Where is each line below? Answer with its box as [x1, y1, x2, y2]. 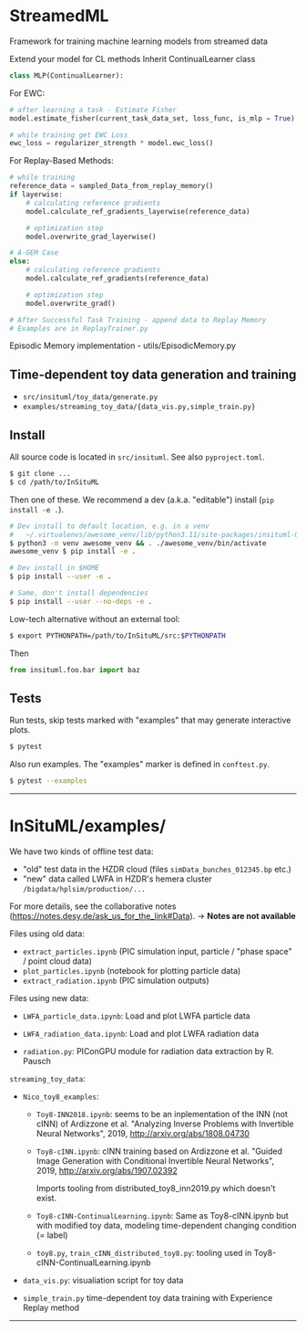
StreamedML [9, 5, 109, 26]
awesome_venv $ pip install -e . [9, 547, 137, 556]
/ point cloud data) [22, 956, 93, 967]
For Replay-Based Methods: [9, 155, 114, 166]
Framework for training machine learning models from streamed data [9, 36, 269, 47]
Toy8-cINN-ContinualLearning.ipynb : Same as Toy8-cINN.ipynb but [36, 1210, 289, 1221]
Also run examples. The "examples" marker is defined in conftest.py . [9, 759, 270, 770]
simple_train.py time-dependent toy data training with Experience [22, 1293, 273, 1304]
